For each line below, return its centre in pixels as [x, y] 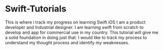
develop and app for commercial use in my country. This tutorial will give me [82, 32]
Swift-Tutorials [36, 9]
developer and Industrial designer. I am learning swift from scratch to [74, 27]
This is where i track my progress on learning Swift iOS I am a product [75, 22]
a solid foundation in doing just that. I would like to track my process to [76, 37]
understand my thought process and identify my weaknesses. [67, 42]
